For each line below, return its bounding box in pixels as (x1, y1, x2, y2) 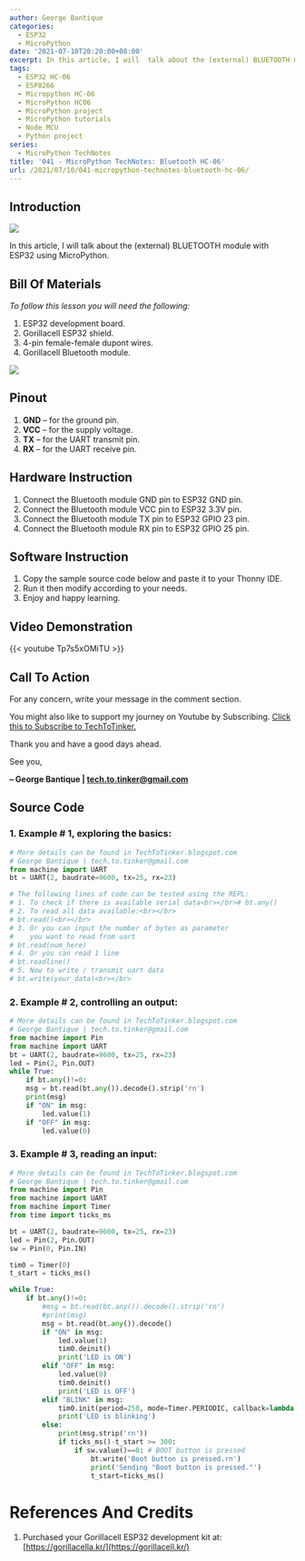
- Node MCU (17, 124, 59, 133)
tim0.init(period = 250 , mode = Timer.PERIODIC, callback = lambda (57, 1404, 295, 1413)
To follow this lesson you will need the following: (9, 301, 191, 311)
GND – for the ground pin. (22, 415, 120, 425)
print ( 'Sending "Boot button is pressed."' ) (90, 1463, 261, 1472)
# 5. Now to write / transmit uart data (9, 966, 165, 976)
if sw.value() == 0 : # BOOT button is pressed (74, 1446, 246, 1455)
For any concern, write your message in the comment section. (9, 694, 242, 705)
